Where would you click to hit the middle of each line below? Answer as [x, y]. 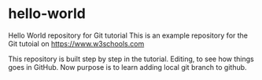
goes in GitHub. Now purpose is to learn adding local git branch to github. [127, 67]
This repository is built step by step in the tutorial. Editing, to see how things [131, 59]
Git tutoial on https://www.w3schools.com [76, 43]
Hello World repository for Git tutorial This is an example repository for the [128, 35]
